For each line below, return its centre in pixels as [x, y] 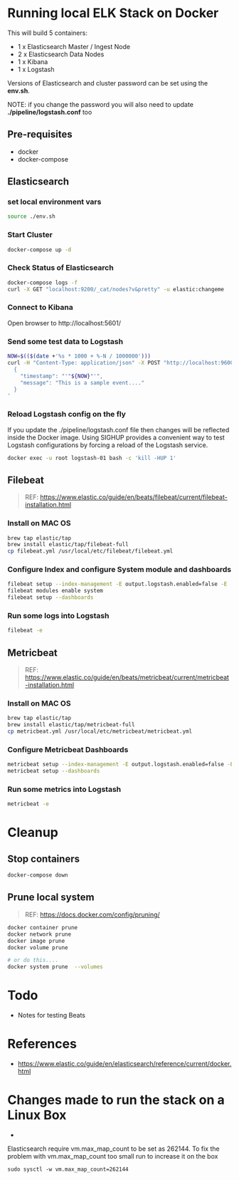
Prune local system [51, 898]
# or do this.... [33, 960]
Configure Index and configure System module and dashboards [119, 570]
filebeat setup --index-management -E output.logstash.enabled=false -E [117, 584]
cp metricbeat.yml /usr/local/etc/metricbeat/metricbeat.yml [100, 731]
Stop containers [44, 858]
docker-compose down [38, 875]
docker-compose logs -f [43, 283]
